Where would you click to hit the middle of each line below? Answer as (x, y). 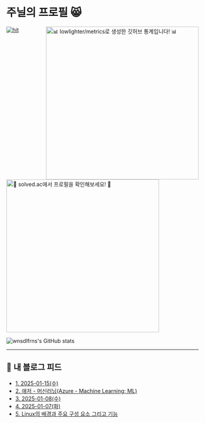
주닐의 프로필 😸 (44, 13)
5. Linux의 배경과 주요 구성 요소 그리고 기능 (67, 414)
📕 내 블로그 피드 (34, 367)
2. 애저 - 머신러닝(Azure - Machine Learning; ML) (76, 391)
